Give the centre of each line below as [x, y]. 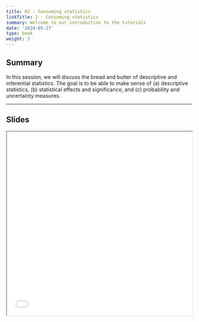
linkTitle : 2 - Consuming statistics [52, 17]
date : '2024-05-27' [30, 28]
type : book [19, 34]
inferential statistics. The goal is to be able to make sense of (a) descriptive [97, 83]
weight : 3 [18, 39]
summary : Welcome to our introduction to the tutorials [76, 22]
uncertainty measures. [33, 95]
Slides [18, 120]
